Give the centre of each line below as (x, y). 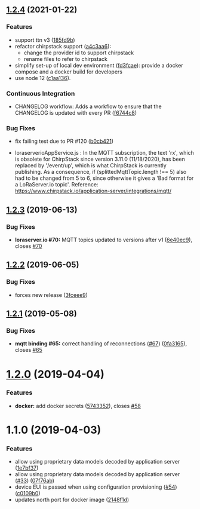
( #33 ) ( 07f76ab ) (35, 481)
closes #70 (28, 246)
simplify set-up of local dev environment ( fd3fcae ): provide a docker (99, 65)
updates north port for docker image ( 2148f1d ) (72, 500)
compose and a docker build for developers (68, 72)
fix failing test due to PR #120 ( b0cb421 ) (64, 141)
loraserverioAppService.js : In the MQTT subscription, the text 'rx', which (104, 153)
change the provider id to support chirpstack (79, 53)
